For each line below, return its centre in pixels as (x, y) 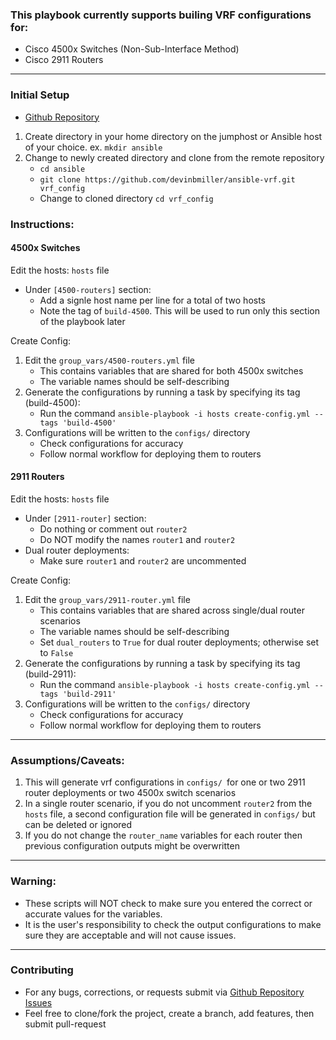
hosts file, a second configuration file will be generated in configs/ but (170, 814)
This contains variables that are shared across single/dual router (172, 610)
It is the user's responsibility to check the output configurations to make (173, 924)
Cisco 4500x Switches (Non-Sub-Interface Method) (132, 49)
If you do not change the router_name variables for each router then (163, 835)
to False (56, 652)
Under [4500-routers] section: (88, 289)
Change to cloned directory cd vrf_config (126, 198)
